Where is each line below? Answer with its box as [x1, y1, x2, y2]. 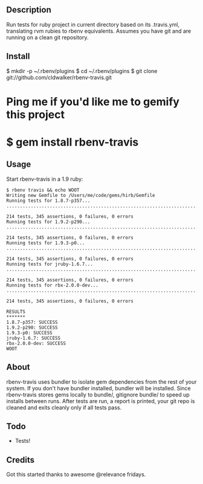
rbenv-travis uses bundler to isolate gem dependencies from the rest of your [6, 378, 197, 386]
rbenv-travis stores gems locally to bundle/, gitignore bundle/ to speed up [6, 391, 190, 398]
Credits [6, 454, 35, 465]
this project [6, 108, 65, 121]
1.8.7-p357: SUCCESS [6, 319, 59, 325]
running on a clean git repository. [6, 33, 89, 41]
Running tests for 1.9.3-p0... [6, 240, 85, 246]
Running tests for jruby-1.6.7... [6, 261, 94, 267]
